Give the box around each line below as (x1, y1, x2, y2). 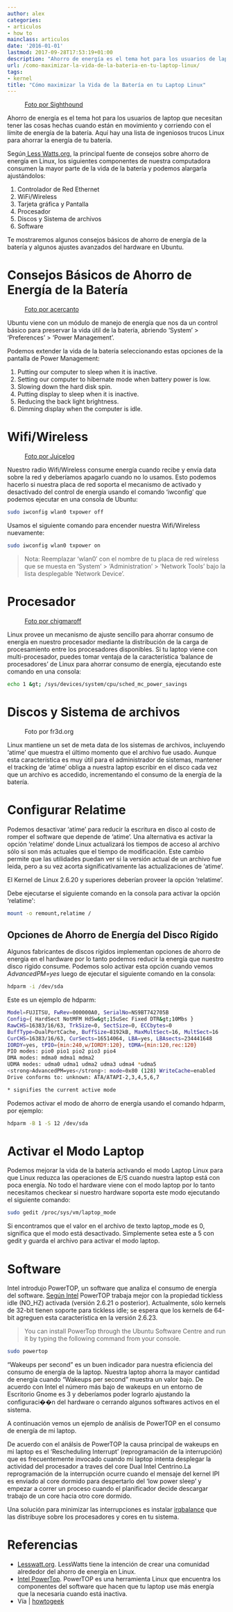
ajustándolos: (7, 172, 46, 180)
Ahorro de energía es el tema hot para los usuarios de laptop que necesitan (7, 114, 223, 122)
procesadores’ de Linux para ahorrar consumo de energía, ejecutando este (7, 660, 222, 668)
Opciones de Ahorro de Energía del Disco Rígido (7, 929, 218, 941)
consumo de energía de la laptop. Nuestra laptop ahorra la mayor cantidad (7, 1368, 220, 1376)
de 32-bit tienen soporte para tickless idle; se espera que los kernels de (7, 1306, 213, 1315)
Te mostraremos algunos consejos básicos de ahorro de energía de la (7, 236, 207, 244)
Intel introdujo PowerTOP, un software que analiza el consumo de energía (7, 1284, 217, 1293)
